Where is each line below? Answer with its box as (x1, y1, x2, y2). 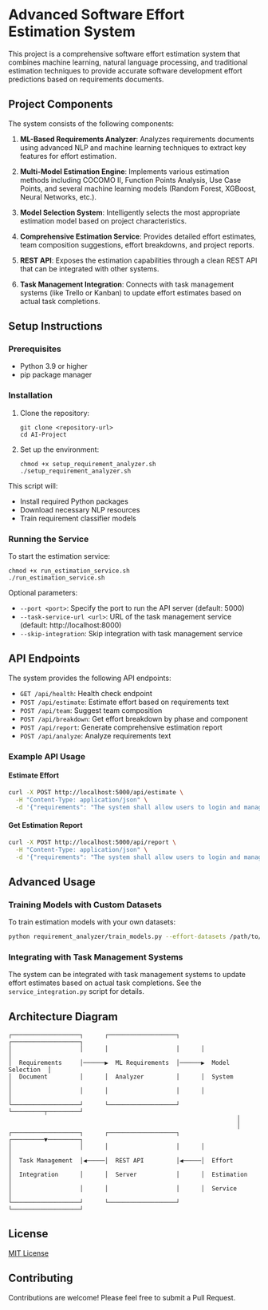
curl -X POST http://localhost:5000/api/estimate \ (8, 788, 183, 796)
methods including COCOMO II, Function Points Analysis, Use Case (19, 175, 242, 184)
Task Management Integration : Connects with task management (19, 279, 235, 289)
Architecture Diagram (8, 1010, 118, 1023)
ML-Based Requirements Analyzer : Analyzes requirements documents (19, 134, 254, 144)
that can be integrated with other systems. (19, 263, 160, 273)
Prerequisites (8, 343, 61, 354)
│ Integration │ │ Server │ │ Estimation (8, 1171, 248, 1179)
